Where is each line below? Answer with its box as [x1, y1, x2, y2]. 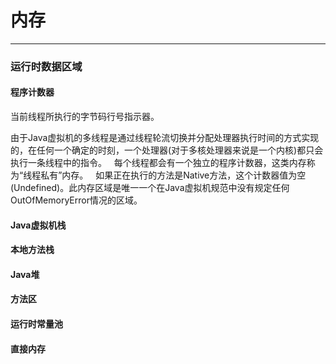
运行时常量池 [10, 318, 63, 330]
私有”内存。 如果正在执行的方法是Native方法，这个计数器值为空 [40, 169, 307, 181]
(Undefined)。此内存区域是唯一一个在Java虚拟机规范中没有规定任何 [10, 182, 290, 194]
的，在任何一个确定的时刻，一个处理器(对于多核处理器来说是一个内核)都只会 [10, 144, 324, 156]
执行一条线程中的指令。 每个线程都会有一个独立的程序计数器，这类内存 [10, 157, 307, 169]
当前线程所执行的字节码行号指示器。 [10, 111, 160, 123]
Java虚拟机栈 [10, 219, 67, 231]
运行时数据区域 [10, 59, 83, 73]
